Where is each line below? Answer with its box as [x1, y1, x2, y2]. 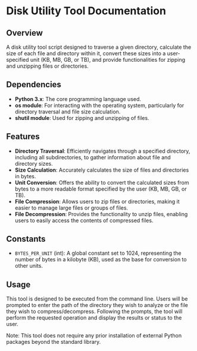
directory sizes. [14, 160, 53, 167]
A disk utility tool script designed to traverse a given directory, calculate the [6, 43, 192, 50]
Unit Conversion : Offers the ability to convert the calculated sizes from [14, 179, 189, 186]
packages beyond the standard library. [6, 339, 101, 346]
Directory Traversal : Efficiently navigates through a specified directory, [14, 147, 190, 154]
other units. [14, 263, 43, 270]
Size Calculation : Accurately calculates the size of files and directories [14, 166, 189, 173]
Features [6, 132, 40, 142]
